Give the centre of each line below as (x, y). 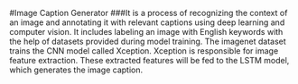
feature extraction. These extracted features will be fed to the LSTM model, (149, 60)
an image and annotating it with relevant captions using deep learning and (147, 22)
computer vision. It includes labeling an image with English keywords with (146, 32)
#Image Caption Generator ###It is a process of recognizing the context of (149, 13)
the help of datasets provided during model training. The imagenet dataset (148, 41)
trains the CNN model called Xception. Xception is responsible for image (144, 51)
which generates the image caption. (76, 70)
